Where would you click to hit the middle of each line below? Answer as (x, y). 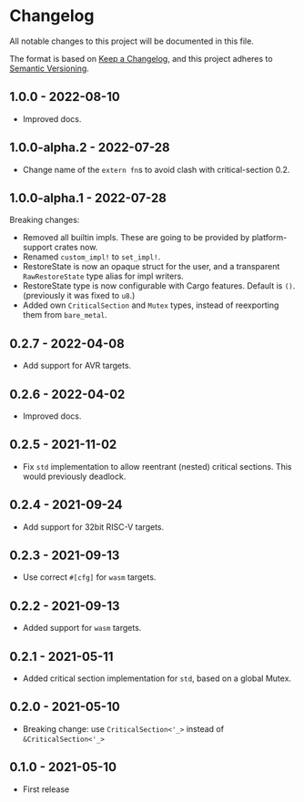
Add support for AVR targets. (77, 366)
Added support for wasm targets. (82, 628)
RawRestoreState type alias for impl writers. (103, 276)
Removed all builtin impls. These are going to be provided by (136, 238)
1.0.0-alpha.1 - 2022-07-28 (88, 198)
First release (46, 789)
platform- (269, 238)
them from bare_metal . (65, 315)
